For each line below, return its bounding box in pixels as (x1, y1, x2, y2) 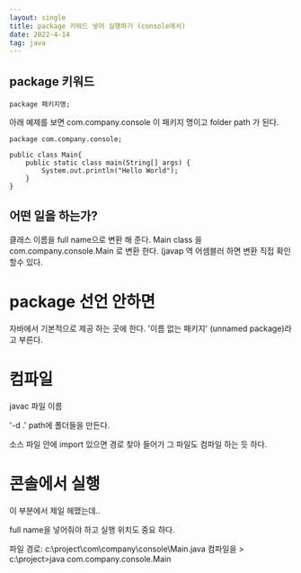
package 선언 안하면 (9, 291, 155, 312)
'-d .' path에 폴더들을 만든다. (9, 419, 111, 430)
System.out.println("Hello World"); (41, 166, 179, 175)
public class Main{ (9, 150, 83, 160)
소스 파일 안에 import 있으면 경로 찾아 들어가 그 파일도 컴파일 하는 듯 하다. (9, 438, 268, 450)
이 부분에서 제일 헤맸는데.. (9, 505, 101, 515)
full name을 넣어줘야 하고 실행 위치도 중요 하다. (9, 524, 175, 535)
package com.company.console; (9, 135, 123, 144)
